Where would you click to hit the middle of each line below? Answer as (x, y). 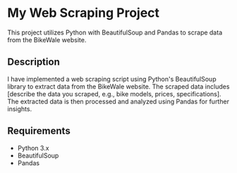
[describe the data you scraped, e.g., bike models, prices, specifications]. (114, 94)
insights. (20, 109)
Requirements (39, 131)
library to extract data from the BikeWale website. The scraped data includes (119, 86)
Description (34, 62)
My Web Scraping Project (84, 13)
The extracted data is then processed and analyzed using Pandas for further (118, 101)
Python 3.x (33, 148)
